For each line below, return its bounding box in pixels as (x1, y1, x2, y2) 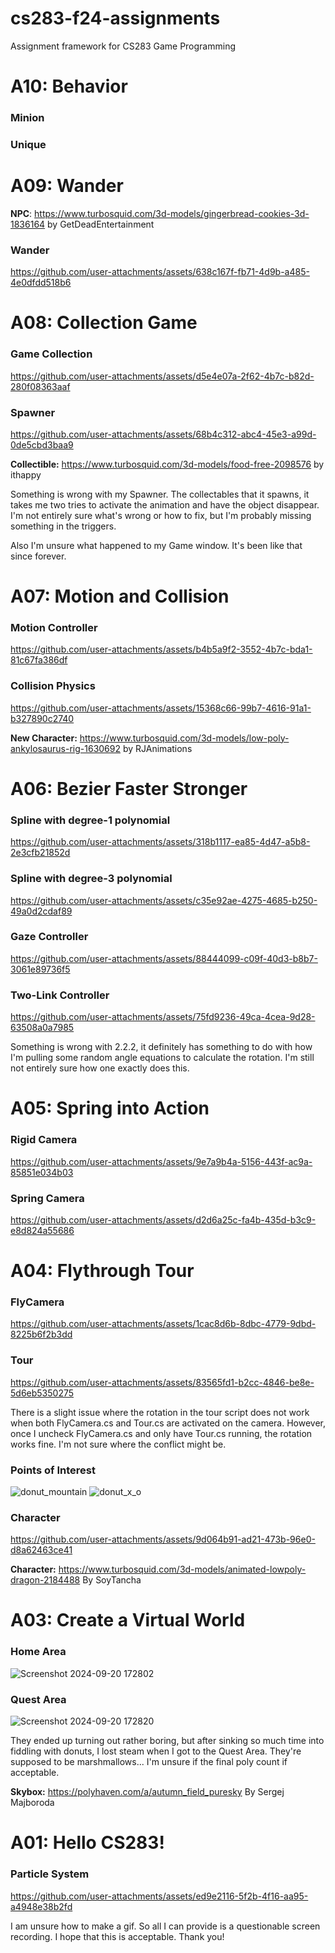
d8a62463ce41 (10, 1544, 73, 1556)
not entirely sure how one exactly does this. (10, 1062, 190, 1074)
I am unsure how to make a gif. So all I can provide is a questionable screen (10, 1920, 321, 1932)
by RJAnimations (122, 742, 193, 754)
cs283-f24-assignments (10, 7, 221, 30)
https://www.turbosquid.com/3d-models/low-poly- (79, 732, 290, 744)
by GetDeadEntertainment (47, 218, 155, 230)
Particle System (10, 1867, 90, 1881)
